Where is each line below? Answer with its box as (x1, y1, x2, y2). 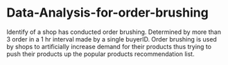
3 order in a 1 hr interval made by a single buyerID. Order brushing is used (6, 35, 218, 43)
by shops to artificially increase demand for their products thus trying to (6, 42, 212, 50)
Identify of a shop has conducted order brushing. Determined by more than (6, 28, 221, 36)
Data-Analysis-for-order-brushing (6, 5, 209, 21)
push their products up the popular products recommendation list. (6, 50, 195, 58)
